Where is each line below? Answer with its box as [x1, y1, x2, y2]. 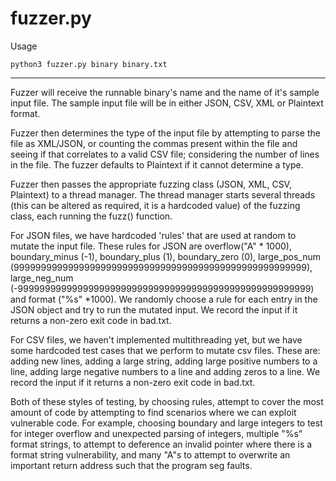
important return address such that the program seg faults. [10, 459, 253, 471]
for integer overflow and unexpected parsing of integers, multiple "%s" [10, 427, 303, 439]
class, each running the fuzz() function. [10, 210, 173, 222]
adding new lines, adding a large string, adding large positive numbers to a [10, 355, 318, 367]
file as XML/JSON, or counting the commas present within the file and [10, 137, 298, 149]
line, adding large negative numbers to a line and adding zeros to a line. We [10, 365, 321, 377]
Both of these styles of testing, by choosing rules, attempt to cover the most [10, 395, 324, 407]
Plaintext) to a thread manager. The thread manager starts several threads [10, 188, 316, 201]
